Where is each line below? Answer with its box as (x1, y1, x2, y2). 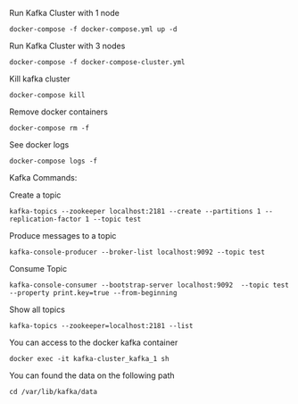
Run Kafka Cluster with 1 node (9, 8, 120, 18)
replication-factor (9, 215, 82, 223)
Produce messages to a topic (9, 231, 117, 240)
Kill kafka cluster (9, 73, 70, 84)
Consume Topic (9, 264, 68, 274)
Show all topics (9, 304, 65, 315)
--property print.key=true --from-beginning (9, 289, 178, 298)
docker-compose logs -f (9, 156, 98, 165)
